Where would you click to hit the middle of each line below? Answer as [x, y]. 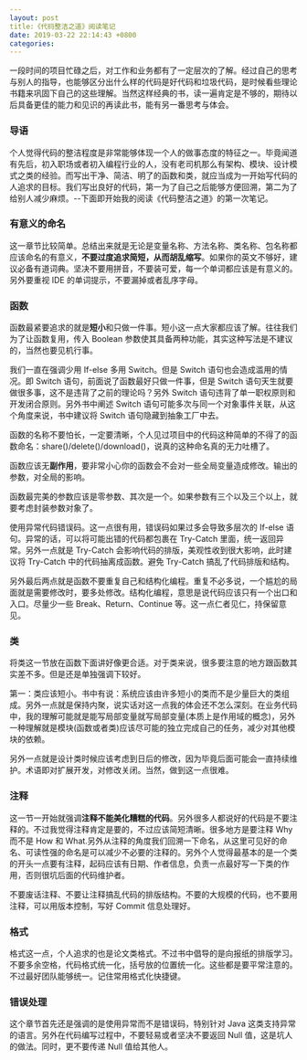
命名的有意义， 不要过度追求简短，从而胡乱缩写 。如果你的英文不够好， [157, 257]
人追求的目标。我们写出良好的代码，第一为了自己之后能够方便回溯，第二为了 [153, 186]
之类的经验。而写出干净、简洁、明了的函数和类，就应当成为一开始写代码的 [157, 175]
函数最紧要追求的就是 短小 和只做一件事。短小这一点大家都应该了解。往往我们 [153, 328]
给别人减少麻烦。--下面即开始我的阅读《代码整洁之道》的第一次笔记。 [141, 198]
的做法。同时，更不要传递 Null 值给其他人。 [91, 1046]
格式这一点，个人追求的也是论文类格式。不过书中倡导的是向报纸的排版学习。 [153, 954]
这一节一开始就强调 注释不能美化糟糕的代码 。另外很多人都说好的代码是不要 [149, 818]
